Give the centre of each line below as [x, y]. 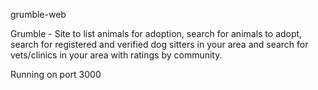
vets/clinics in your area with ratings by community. [116, 55]
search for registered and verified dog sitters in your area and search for [159, 44]
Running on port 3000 [56, 74]
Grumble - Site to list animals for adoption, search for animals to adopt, [156, 33]
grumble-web [38, 14]
